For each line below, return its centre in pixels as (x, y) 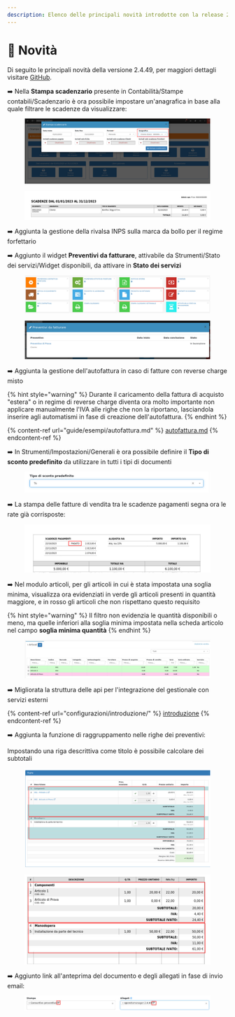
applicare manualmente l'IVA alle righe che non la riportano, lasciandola (111, 409)
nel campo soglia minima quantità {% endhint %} (79, 630)
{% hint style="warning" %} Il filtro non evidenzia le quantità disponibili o (113, 615)
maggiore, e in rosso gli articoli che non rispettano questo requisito (104, 601)
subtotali (20, 758)
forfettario (22, 241)
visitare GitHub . (30, 77)
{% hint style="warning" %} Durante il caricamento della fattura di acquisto (116, 394)
